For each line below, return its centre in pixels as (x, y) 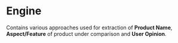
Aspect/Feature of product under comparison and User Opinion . (86, 33)
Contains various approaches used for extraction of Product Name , (89, 27)
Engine (24, 11)
